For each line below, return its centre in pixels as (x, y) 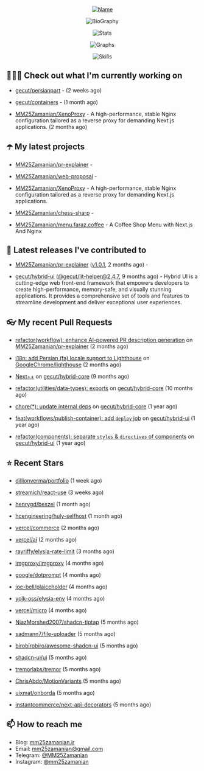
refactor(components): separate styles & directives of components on (105, 437)
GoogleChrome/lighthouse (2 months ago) (68, 365)
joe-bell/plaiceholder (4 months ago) (61, 587)
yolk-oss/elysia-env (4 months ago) (60, 599)
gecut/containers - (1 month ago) (57, 102)
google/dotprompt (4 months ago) (58, 575)
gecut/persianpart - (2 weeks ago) (58, 90)
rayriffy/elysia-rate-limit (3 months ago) (65, 551)
